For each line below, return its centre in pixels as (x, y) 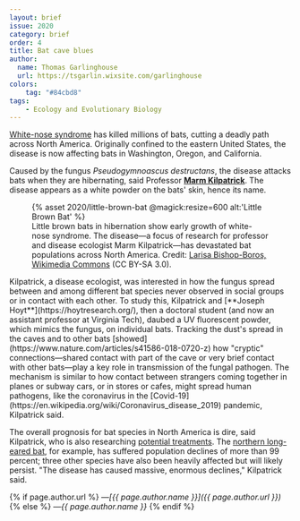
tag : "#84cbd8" (54, 92)
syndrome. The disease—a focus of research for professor (160, 236)
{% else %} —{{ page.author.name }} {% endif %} (102, 507)
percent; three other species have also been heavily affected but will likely (146, 461)
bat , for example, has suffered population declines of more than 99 (156, 451)
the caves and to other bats (60, 339)
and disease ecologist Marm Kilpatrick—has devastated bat (141, 245)
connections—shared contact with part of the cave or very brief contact (142, 358)
